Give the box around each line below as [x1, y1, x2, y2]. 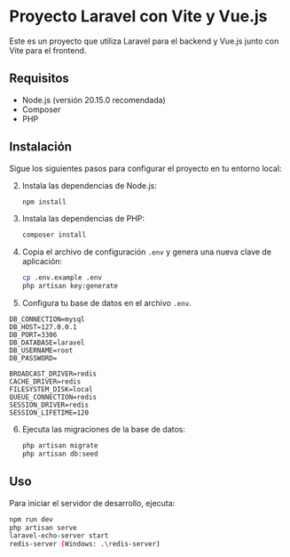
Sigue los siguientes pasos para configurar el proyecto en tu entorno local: [9, 163, 282, 174]
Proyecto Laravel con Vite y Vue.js [9, 6, 268, 27]
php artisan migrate [21, 441, 98, 450]
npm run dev [9, 514, 53, 524]
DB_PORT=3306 [9, 331, 58, 340]
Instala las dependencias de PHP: [21, 214, 145, 224]
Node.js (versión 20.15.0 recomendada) [21, 94, 166, 105]
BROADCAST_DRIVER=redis [9, 369, 98, 379]
